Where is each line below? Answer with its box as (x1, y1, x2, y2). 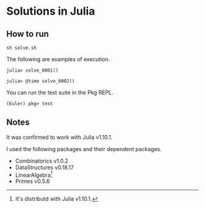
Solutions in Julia (6, 4, 96, 18)
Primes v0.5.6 (15, 177, 50, 185)
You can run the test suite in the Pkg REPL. (6, 89, 113, 96)
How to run (6, 29, 49, 39)
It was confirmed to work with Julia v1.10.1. (6, 133, 113, 141)
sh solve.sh (6, 45, 37, 51)
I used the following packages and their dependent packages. (6, 145, 162, 152)
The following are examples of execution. (6, 56, 110, 62)
